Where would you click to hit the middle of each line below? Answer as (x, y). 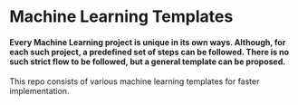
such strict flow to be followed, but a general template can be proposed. (148, 62)
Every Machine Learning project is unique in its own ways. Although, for (148, 42)
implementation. (39, 91)
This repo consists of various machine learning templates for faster (135, 81)
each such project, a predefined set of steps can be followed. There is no (149, 52)
